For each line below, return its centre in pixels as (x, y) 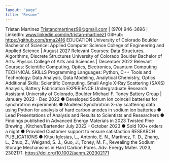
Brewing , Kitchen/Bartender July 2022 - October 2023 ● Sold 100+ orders (84, 126)
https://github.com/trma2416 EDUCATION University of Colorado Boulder (82, 40)
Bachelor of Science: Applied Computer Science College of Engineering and (85, 45)
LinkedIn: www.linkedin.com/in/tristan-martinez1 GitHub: (64, 34)
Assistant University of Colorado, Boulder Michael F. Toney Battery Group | (83, 94)
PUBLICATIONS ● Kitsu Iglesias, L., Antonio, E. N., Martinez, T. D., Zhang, (82, 137)
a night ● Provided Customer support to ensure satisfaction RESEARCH (80, 131)
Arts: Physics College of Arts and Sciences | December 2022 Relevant (79, 61)
